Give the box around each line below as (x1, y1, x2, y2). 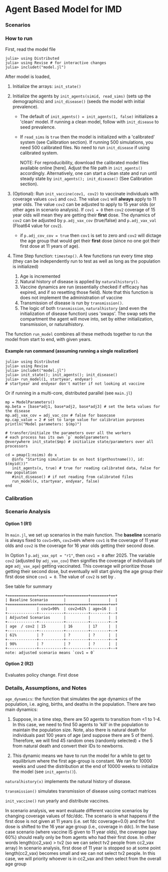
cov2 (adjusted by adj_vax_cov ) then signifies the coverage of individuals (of (5, 558, 162, 564)
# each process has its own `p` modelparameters (5, 434, 109, 440)
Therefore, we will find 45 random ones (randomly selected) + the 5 (12, 737, 153, 744)
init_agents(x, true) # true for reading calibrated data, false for (12, 466, 160, 471)
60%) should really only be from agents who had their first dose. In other (5, 834, 156, 840)
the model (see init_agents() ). (12, 769, 77, 775)
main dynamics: (5, 707, 38, 713)
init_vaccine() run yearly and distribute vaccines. (5, 798, 110, 804)
